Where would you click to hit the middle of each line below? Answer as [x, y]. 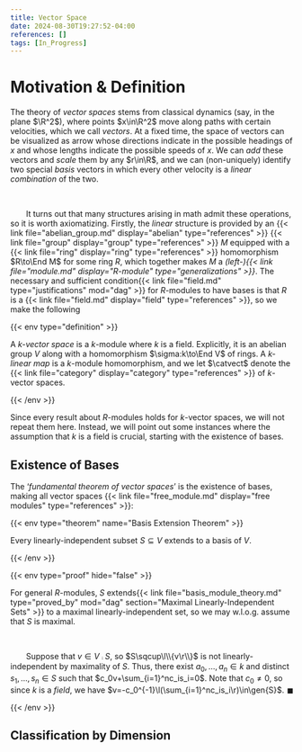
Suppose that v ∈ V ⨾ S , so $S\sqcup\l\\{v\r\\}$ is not [124, 656]
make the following [45, 309]
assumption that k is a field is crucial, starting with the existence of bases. [147, 436]
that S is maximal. [43, 621]
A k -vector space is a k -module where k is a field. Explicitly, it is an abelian [148, 345]
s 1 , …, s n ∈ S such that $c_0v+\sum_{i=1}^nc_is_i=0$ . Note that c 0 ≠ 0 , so [147, 679]
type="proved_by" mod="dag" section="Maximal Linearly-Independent [142, 602]
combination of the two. [55, 179]
